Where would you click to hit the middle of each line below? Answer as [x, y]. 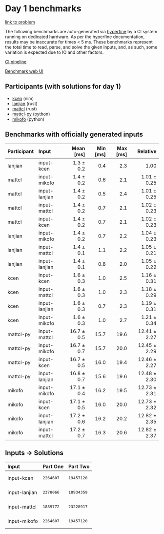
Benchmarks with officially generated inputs [74, 135]
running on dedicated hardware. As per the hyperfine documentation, [75, 37]
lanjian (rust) [25, 104]
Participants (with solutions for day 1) [63, 87]
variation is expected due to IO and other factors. [54, 52]
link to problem [20, 22]
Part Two [79, 467]
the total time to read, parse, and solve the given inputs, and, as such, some [81, 47]
